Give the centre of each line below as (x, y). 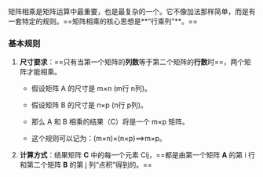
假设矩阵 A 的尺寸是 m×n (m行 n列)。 (91, 88)
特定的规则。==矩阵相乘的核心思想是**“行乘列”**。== (110, 21)
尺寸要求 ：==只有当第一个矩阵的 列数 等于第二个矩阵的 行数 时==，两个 (132, 62)
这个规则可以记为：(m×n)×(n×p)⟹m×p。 (99, 139)
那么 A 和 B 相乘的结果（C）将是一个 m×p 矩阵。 (110, 122)
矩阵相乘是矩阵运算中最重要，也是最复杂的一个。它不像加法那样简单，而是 (128, 11)
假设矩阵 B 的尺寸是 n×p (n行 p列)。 (89, 105)
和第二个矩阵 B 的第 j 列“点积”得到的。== (86, 165)
